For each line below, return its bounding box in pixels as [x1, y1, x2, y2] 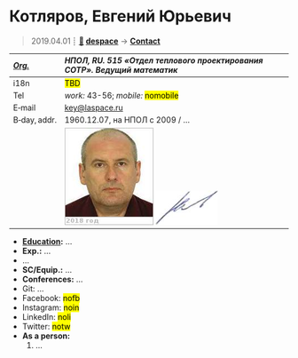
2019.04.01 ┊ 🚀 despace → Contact [30, 36, 161, 46]
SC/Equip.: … [21, 265, 73, 275]
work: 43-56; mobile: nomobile [64, 90, 179, 100]
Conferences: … [21, 274, 83, 285]
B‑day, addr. [12, 115, 58, 125]
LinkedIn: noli [21, 312, 71, 322]
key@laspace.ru [64, 102, 123, 113]
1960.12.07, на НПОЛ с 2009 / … [64, 115, 191, 125]
